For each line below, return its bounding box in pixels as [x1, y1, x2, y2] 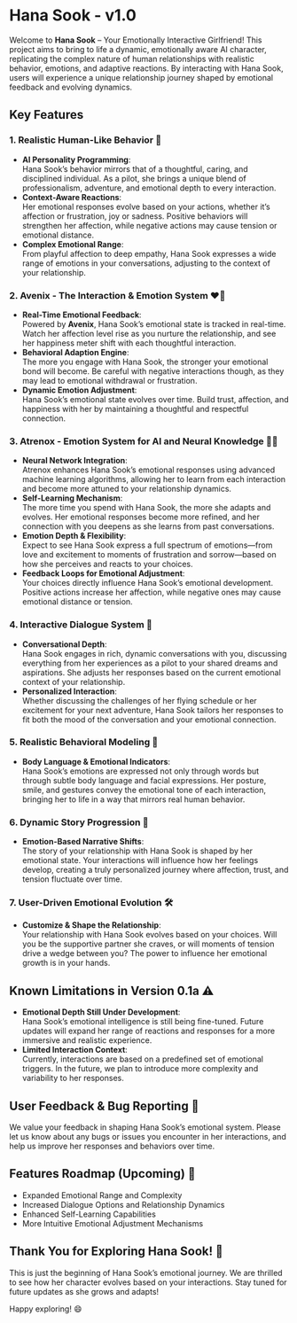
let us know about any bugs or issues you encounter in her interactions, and [9, 1132, 286, 1142]
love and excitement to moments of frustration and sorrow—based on [21, 549, 277, 560]
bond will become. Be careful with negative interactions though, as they [21, 365, 285, 377]
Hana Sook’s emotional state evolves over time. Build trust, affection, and [21, 393, 289, 404]
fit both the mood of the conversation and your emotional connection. [21, 714, 277, 725]
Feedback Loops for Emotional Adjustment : [21, 568, 185, 579]
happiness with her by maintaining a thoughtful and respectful [21, 403, 249, 414]
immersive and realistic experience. [21, 1035, 152, 1046]
